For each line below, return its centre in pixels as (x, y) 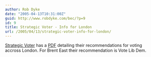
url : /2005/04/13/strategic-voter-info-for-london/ (58, 32)
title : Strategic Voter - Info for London (48, 27)
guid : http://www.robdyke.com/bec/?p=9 (45, 18)
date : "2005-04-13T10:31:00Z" (36, 14)
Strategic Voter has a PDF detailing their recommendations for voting (74, 45)
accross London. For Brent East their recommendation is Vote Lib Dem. (76, 50)
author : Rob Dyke (23, 9)
